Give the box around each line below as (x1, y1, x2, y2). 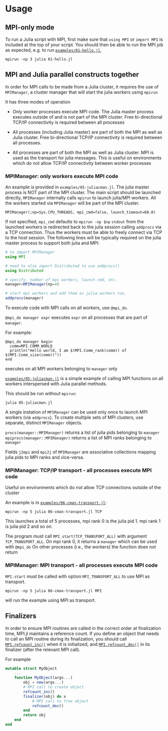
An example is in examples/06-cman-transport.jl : (5, 500, 107, 506)
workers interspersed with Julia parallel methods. (5, 381, 107, 387)
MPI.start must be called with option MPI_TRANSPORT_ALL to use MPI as (5, 573, 150, 579)
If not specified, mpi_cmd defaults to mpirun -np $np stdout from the (5, 219, 144, 225)
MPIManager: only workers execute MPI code (5, 172, 119, 179)
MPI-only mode (5, 23, 55, 32)
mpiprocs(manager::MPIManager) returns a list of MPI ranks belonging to (5, 435, 152, 441)
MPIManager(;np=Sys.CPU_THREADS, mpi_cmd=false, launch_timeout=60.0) (5, 210, 156, 215)
